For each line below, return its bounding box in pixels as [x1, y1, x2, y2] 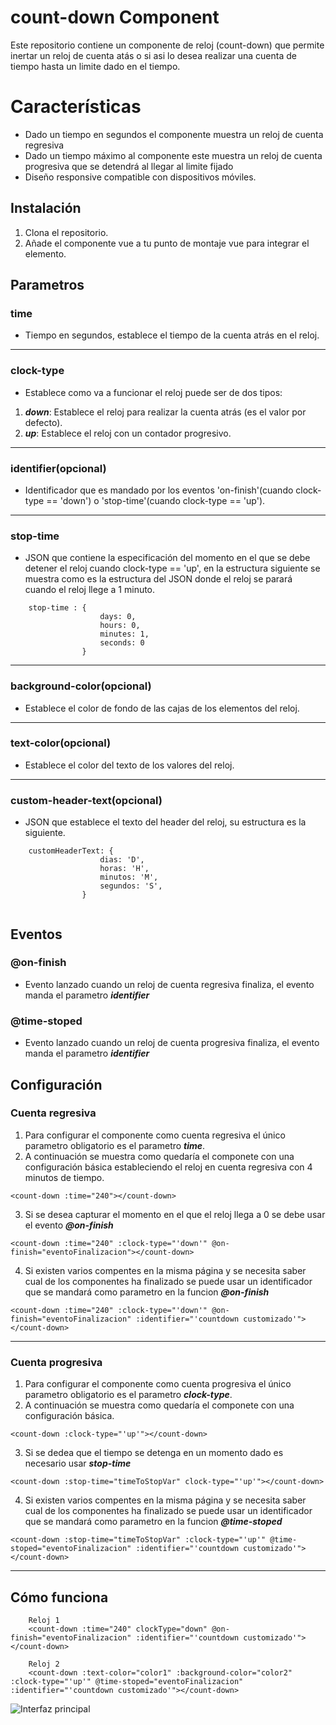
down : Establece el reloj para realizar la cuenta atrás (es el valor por [24, 406, 307, 418]
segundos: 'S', [99, 881, 163, 891]
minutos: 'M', [99, 872, 159, 883]
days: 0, [99, 612, 137, 622]
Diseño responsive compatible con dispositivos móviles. [24, 171, 257, 183]
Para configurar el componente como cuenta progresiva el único [24, 1378, 292, 1390]
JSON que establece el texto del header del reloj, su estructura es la [24, 816, 307, 828]
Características [10, 96, 142, 118]
